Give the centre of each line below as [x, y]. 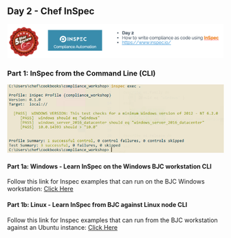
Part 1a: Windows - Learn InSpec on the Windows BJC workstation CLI [109, 166]
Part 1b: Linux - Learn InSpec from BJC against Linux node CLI [97, 204]
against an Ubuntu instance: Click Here [63, 227]
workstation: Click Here [40, 189]
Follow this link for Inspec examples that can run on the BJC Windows [106, 182]
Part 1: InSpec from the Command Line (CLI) [81, 73]
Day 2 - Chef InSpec [51, 11]
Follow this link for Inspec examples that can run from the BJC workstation [112, 220]
